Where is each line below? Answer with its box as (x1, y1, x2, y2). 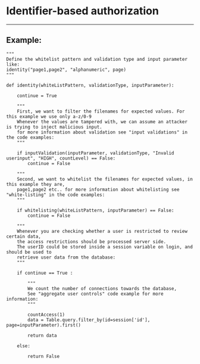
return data (27, 332, 58, 338)
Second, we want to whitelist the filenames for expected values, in (17, 176, 193, 182)
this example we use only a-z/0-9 (6, 113, 92, 120)
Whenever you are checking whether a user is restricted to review (17, 228, 187, 234)
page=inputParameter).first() (6, 322, 82, 328)
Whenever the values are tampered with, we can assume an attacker (17, 119, 187, 125)
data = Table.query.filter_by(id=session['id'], (27, 317, 151, 323)
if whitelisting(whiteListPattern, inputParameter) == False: (17, 207, 174, 213)
